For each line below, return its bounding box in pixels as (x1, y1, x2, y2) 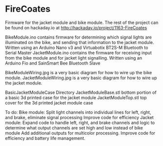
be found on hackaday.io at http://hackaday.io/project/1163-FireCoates (5, 24, 147, 30)
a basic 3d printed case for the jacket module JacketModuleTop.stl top (5, 94, 147, 101)
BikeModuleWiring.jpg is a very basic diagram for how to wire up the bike (5, 69, 152, 75)
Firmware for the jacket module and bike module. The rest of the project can (5, 20, 159, 25)
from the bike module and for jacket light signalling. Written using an (5, 55, 143, 61)
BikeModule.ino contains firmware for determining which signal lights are (5, 34, 152, 40)
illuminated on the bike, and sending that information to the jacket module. (5, 39, 154, 45)
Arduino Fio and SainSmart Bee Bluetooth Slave (5, 60, 101, 66)
